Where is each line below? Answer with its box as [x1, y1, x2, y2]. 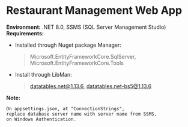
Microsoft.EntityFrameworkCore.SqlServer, [29, 53, 136, 60]
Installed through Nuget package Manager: [14, 41, 122, 49]
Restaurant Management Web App [6, 4, 182, 17]
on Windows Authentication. [6, 116, 77, 122]
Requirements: [6, 29, 44, 37]
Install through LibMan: [14, 71, 72, 78]
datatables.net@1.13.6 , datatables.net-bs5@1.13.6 [29, 82, 152, 90]
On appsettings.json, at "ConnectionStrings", [6, 105, 125, 111]
